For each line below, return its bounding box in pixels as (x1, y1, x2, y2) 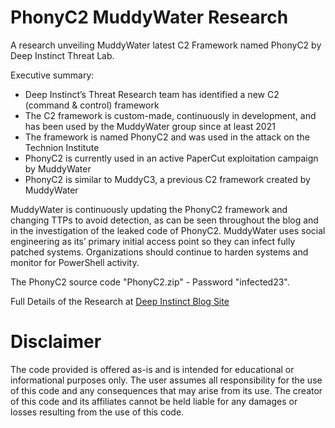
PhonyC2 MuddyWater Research (10, 6, 289, 29)
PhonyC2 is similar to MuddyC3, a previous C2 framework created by (24, 173, 311, 185)
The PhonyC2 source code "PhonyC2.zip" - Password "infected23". (10, 276, 290, 288)
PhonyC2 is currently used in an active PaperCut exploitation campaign (24, 152, 319, 164)
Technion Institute (24, 141, 100, 153)
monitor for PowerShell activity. (10, 256, 140, 268)
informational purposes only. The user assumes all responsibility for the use (10, 374, 323, 386)
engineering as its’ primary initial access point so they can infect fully (10, 235, 296, 247)
